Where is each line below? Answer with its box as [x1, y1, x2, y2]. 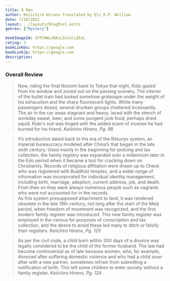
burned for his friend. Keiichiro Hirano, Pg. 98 [17, 126, 114, 132]
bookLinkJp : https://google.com [5, 49, 74, 55]
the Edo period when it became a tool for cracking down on [17, 157, 143, 163]
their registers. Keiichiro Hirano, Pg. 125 [17, 227, 101, 234]
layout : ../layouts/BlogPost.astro [5, 21, 81, 27]
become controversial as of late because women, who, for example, [17, 248, 160, 254]
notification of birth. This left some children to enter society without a [17, 264, 163, 270]
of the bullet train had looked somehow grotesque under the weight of [17, 93, 165, 100]
